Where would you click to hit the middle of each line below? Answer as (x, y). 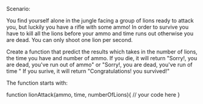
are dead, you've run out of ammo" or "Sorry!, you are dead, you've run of (100, 64)
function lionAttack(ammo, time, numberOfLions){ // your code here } (93, 95)
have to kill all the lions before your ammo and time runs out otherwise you (100, 33)
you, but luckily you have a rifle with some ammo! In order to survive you (98, 27)
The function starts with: (37, 83)
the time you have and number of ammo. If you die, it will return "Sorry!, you (102, 58)
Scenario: (18, 9)
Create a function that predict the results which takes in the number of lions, (102, 52)
